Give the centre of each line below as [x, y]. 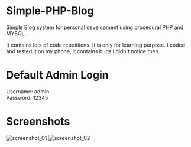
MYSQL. [16, 33]
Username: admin [28, 91]
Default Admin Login [57, 75]
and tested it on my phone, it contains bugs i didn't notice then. [83, 51]
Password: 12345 [27, 97]
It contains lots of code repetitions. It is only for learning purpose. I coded [96, 45]
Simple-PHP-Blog [50, 11]
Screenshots [38, 122]
